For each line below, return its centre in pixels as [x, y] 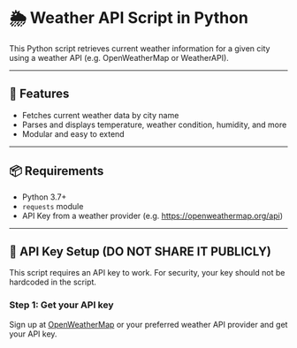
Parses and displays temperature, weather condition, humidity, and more [154, 125]
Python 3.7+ [44, 197]
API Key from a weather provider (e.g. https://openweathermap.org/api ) [152, 216]
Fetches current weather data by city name [100, 115]
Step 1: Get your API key [61, 305]
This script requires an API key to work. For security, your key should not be [147, 273]
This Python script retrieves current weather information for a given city [140, 48]
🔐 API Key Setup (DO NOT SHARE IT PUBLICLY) [140, 251]
